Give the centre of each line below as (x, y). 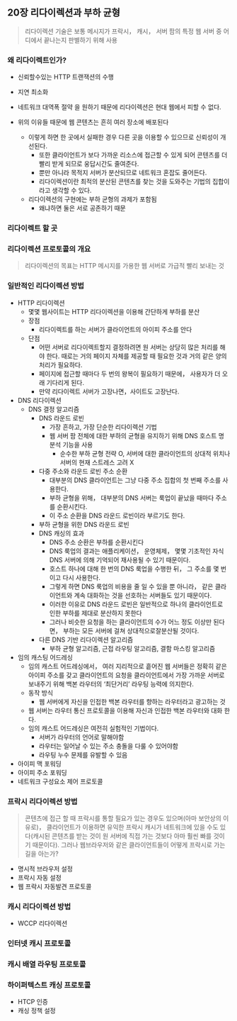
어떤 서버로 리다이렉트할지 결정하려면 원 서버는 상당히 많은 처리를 (128, 347)
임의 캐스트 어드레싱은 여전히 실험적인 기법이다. (93, 728)
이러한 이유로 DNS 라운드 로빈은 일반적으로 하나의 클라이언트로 (136, 604)
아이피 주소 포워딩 (42, 772)
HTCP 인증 (33, 1002)
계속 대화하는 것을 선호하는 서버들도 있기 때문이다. (143, 595)
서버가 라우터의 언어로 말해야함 (81, 737)
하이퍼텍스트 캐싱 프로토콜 (49, 985)
